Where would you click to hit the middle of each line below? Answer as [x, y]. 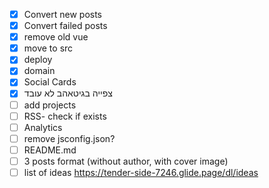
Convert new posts [62, 14]
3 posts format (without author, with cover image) [126, 161]
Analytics [43, 127]
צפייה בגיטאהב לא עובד [68, 93]
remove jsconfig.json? [69, 138]
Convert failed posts [65, 26]
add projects [50, 105]
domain [39, 71]
